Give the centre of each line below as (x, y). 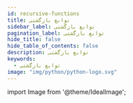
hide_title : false (34, 40)
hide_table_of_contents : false (53, 46)
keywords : (22, 59)
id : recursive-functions (43, 14)
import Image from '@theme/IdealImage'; (66, 92)
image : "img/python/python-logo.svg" (62, 72)
